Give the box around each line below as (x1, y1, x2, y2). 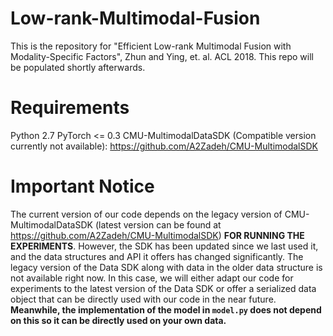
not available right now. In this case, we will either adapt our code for (10, 272, 294, 284)
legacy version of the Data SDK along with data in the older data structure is (10, 261, 323, 273)
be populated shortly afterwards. (10, 61, 146, 73)
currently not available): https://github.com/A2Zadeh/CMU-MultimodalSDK (10, 140, 318, 152)
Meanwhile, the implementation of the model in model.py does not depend (10, 303, 322, 316)
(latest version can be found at (94, 218, 222, 231)
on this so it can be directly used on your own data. (10, 314, 227, 326)
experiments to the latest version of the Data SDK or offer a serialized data (10, 282, 317, 294)
